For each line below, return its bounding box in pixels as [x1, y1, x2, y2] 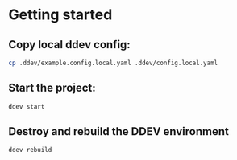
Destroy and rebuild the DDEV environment [8, 125, 230, 138]
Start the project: [8, 81, 97, 95]
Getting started [8, 6, 113, 24]
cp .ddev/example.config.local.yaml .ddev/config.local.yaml [8, 59, 218, 67]
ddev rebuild [8, 146, 52, 154]
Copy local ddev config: [8, 38, 131, 51]
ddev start [8, 102, 45, 110]
